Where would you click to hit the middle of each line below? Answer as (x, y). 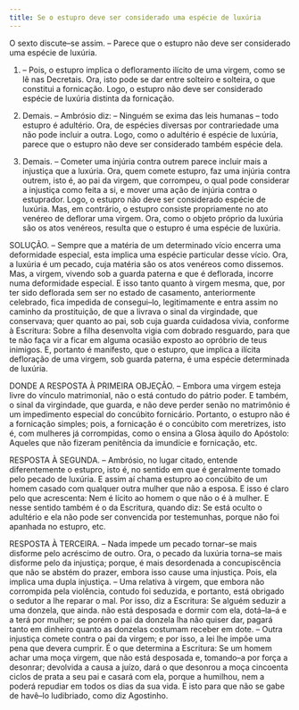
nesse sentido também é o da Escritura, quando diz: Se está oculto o (136, 507)
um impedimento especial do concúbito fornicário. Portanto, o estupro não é (149, 414)
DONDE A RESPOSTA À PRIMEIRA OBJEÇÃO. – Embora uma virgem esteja (145, 386)
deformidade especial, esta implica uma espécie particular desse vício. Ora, (149, 255)
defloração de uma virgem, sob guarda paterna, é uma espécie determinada (149, 359)
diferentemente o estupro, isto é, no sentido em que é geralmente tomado (145, 469)
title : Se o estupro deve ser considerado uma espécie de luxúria (135, 17)
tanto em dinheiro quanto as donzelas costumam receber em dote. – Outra (146, 629)
